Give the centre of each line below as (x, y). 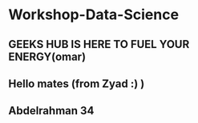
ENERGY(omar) (47, 56)
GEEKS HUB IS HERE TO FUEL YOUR (99, 44)
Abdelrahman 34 (51, 111)
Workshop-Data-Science (93, 15)
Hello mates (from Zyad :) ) (77, 83)
